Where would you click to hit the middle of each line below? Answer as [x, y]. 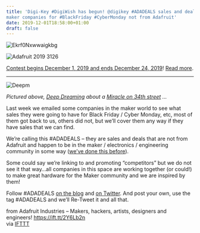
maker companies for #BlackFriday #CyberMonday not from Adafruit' [92, 17]
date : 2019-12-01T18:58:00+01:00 [48, 23]
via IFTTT [18, 224]
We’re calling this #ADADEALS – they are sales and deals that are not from [97, 139]
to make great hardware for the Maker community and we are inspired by [96, 175]
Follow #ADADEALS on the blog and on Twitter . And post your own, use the [98, 193]
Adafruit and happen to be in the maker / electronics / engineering [87, 145]
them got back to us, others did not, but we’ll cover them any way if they [95, 121]
